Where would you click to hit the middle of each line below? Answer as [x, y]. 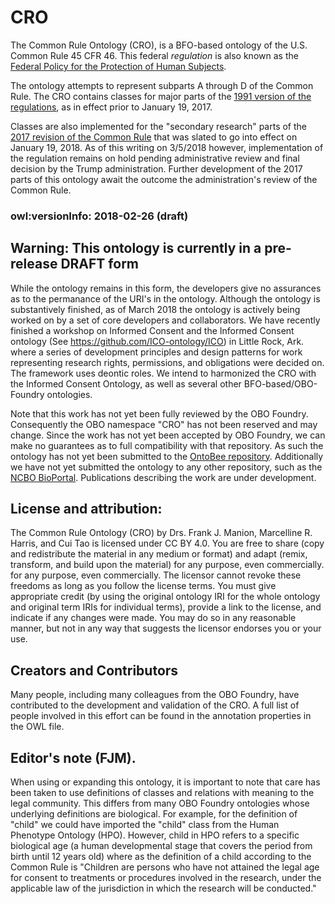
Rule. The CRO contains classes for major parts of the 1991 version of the [161, 96]
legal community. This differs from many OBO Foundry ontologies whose [160, 803]
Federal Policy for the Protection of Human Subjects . [118, 66]
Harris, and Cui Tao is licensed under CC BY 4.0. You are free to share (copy [167, 543]
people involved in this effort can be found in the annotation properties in [161, 716]
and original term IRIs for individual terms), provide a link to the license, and [166, 607]
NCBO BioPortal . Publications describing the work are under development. [163, 477]
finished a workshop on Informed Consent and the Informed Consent [152, 330]
